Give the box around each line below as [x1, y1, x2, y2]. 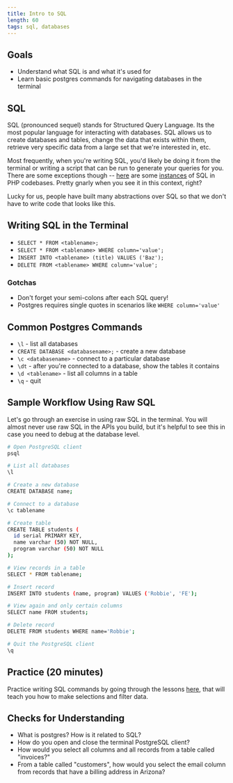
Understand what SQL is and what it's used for [17, 68, 152, 76]
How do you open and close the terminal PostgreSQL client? [17, 738, 190, 747]
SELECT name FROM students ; [7, 609, 89, 616]
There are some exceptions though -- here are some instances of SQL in [7, 171, 216, 180]
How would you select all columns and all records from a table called [17, 745, 215, 754]
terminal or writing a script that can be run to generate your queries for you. [7, 164, 224, 172]
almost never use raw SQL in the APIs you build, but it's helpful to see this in [7, 422, 226, 431]
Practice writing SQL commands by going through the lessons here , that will [7, 685, 225, 693]
